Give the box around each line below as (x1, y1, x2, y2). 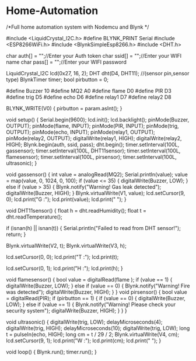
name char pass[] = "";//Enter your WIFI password (6, 58, 127, 65)
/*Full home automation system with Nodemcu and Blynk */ (6, 23, 149, 30)
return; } (6, 231, 26, 238)
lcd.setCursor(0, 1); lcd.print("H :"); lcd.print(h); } (6, 265, 124, 272)
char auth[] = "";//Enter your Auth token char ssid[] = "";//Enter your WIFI (6, 52, 182, 59)
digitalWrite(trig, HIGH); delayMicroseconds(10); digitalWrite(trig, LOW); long (6, 324, 190, 331)
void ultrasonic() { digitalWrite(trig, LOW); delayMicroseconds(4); (6, 318, 163, 325)
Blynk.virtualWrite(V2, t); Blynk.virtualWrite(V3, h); (6, 242, 127, 249)
